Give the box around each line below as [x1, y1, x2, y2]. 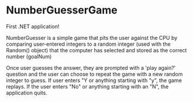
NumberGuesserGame [6, 4, 118, 17]
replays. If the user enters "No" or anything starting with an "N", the [6, 83, 169, 90]
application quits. [6, 89, 48, 96]
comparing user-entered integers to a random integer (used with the [6, 40, 171, 47]
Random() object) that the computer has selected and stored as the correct [6, 46, 187, 53]
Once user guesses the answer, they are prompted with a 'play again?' [6, 64, 176, 71]
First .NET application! [6, 23, 60, 30]
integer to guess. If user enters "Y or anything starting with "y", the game [6, 77, 182, 84]
